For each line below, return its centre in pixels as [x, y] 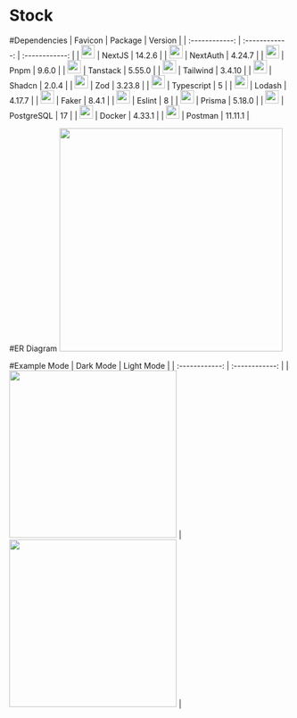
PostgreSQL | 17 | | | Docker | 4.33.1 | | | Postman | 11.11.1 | [129, 115]
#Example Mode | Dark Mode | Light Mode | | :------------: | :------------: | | [149, 365]
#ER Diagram [33, 348]
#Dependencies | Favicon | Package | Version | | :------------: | [125, 40]
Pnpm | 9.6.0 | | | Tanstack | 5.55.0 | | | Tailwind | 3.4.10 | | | [140, 70]
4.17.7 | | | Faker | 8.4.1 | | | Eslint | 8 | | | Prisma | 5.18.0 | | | [147, 100]
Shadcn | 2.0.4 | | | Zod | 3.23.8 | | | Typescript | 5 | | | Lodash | [148, 85]
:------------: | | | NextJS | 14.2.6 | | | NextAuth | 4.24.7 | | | [153, 55]
